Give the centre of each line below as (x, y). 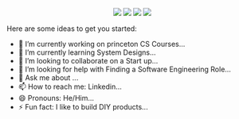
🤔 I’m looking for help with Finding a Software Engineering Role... (125, 69)
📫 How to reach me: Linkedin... (70, 86)
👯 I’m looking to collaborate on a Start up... (88, 61)
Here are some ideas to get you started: (72, 29)
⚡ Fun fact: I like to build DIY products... (83, 107)
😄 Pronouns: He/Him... (56, 98)
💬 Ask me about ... (48, 78)
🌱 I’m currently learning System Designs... (87, 52)
